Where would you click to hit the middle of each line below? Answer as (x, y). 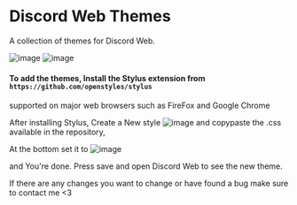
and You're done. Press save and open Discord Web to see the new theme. (146, 166)
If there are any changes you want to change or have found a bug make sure (149, 184)
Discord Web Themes (90, 16)
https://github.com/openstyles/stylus (81, 87)
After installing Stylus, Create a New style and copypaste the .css (145, 123)
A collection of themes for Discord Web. (82, 41)
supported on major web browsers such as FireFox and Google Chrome (140, 106)
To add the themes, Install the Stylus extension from (107, 78)
